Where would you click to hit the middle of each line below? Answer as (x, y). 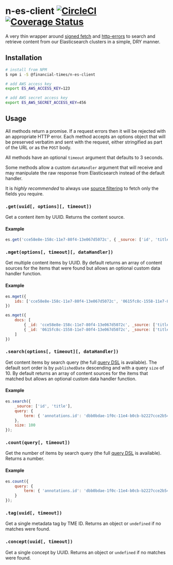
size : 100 (25, 425)
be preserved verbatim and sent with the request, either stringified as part (84, 142)
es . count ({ (17, 481)
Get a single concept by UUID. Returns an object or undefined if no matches (85, 552)
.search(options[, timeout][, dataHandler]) (62, 352)
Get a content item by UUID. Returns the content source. (65, 217)
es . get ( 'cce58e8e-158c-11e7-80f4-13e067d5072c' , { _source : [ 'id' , (79, 240)
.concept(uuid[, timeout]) (39, 542)
